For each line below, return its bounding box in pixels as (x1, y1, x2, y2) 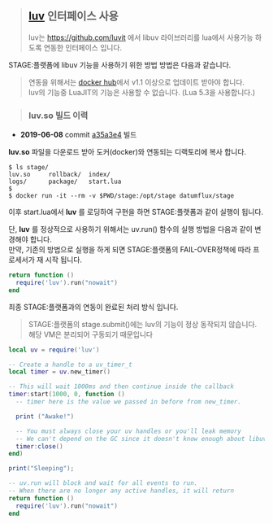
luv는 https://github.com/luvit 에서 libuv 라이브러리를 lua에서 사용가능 (28, 33, 253, 42)
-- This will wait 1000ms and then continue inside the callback (8, 382, 234, 391)
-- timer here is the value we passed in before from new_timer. (15, 398, 242, 406)
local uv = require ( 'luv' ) (8, 346, 100, 354)
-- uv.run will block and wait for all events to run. (8, 479, 198, 487)
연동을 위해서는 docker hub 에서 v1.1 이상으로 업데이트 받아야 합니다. (28, 77, 245, 87)
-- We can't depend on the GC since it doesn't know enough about (15, 434, 245, 443)
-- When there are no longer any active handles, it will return (8, 487, 234, 496)
